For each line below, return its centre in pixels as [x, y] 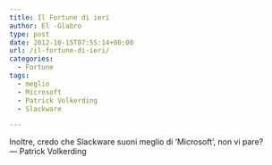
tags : [19, 76]
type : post [30, 34]
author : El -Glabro [46, 26]
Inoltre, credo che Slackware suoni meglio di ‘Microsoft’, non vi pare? [136, 142]
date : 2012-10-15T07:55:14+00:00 [72, 42]
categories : [31, 59]
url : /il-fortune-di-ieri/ [59, 51]
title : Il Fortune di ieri [59, 17]
